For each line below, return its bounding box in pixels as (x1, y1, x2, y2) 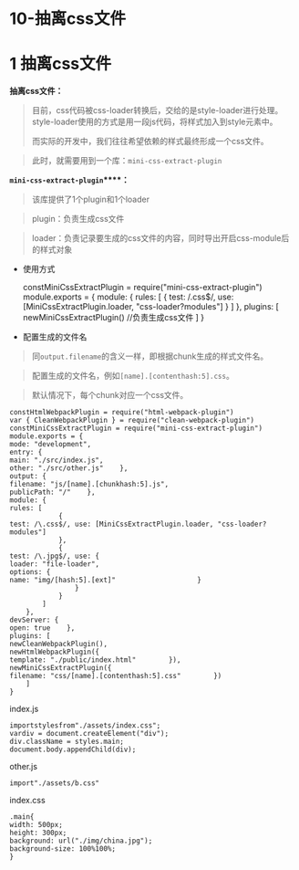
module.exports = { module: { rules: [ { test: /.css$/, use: (22, 291, 234, 302)
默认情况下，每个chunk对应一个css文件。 (31, 390, 189, 401)
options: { (9, 568, 51, 577)
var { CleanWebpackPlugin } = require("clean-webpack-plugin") (9, 416, 255, 425)
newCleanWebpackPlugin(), (9, 640, 108, 649)
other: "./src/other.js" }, (9, 464, 129, 473)
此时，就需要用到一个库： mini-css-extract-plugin (31, 155, 222, 166)
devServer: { (9, 615, 59, 625)
